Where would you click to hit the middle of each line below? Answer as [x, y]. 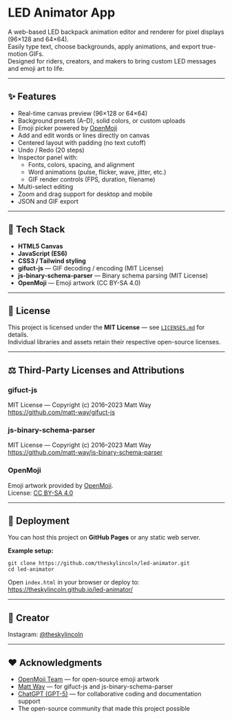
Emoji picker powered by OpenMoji [67, 128]
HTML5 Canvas [40, 246]
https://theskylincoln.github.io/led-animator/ [71, 590]
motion [18, 54]
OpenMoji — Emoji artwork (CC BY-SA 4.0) [79, 283]
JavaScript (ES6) [42, 253]
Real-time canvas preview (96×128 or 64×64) [83, 113]
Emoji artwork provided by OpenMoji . [61, 485]
